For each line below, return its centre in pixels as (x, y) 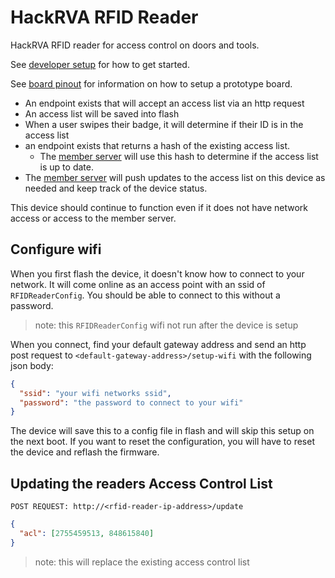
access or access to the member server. (93, 218)
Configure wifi (56, 249)
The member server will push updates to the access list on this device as (175, 177)
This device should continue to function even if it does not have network (159, 207)
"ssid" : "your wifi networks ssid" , (95, 393)
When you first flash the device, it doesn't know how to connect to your (157, 273)
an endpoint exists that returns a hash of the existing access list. (157, 145)
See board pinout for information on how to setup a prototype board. (151, 83)
